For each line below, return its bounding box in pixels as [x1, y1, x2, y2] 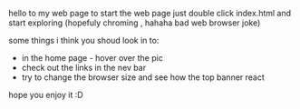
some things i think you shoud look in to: [8, 35, 160, 45]
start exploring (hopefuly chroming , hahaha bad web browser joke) [8, 17, 261, 28]
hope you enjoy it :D [8, 90, 83, 100]
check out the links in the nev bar [21, 63, 147, 73]
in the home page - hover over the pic [21, 53, 164, 63]
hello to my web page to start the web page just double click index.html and [8, 8, 292, 18]
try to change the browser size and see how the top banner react [21, 72, 265, 83]
